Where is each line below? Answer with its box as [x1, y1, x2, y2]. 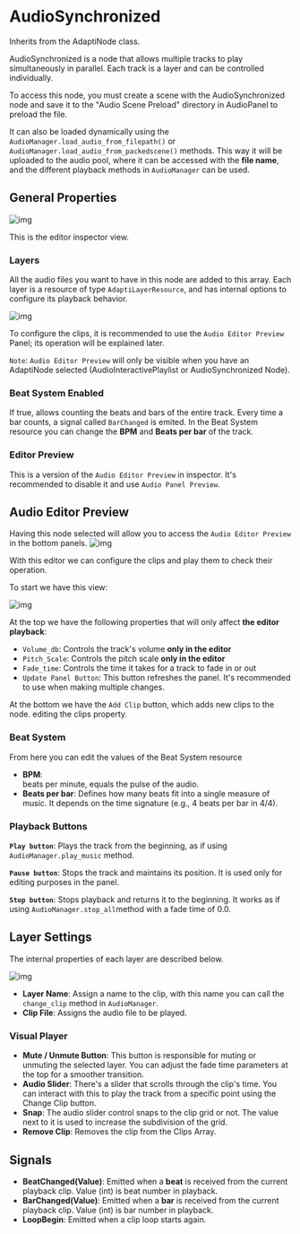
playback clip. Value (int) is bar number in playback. [21, 1204, 214, 1215]
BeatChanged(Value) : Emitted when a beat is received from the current [21, 1176, 288, 1186]
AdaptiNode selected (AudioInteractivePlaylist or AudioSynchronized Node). [9, 365, 291, 376]
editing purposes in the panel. [9, 877, 120, 888]
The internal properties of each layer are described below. [9, 953, 224, 964]
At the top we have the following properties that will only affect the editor [9, 617, 279, 628]
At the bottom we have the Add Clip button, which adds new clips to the [9, 700, 275, 710]
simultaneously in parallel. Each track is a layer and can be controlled [9, 63, 264, 74]
